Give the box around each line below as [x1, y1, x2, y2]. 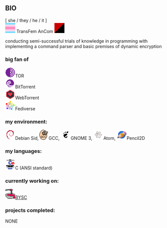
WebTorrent [15, 95, 39, 101]
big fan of [5, 56, 29, 63]
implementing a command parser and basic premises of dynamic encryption [5, 43, 162, 49]
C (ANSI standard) [15, 165, 53, 171]
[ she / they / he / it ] [5, 17, 47, 23]
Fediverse [15, 106, 36, 112]
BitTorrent [15, 84, 36, 90]
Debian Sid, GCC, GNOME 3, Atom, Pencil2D [15, 135, 146, 141]
